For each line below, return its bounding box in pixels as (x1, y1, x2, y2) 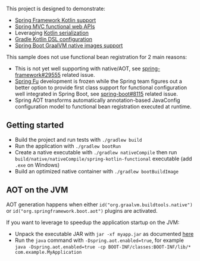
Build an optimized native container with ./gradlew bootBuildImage (14, 167, 179, 175)
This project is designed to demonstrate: (6, 5, 106, 12)
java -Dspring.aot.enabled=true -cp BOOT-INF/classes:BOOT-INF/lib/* (14, 244, 192, 250)
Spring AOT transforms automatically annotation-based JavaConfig (14, 97, 180, 104)
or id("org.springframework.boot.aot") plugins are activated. (6, 207, 158, 214)
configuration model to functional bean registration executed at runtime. (14, 103, 192, 110)
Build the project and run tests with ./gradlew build (14, 136, 142, 143)
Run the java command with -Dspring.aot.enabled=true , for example (14, 237, 185, 244)
